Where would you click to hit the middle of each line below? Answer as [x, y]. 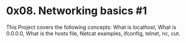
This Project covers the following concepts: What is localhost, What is [91, 27]
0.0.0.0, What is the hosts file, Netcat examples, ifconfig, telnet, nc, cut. [93, 33]
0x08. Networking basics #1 [77, 11]
